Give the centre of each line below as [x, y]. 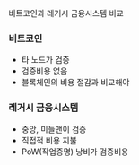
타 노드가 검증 [45, 60]
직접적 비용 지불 [49, 140]
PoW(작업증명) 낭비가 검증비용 [75, 152]
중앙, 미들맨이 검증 [54, 129]
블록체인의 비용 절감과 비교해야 [75, 82]
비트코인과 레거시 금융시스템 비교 [66, 13]
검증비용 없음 [44, 71]
